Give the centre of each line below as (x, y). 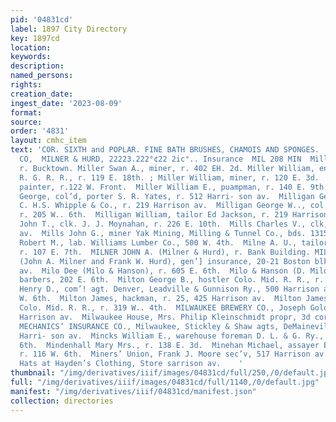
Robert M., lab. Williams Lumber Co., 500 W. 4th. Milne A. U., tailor (174, 242)
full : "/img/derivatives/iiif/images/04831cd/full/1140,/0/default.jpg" (165, 382)
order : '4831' (40, 131)
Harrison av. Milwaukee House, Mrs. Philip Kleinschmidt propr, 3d (165, 317)
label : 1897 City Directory (69, 29)
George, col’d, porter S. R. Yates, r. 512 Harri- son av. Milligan (167, 196)
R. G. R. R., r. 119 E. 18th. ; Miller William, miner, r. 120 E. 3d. (169, 177)
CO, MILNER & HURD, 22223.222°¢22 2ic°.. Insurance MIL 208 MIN (160, 159)
